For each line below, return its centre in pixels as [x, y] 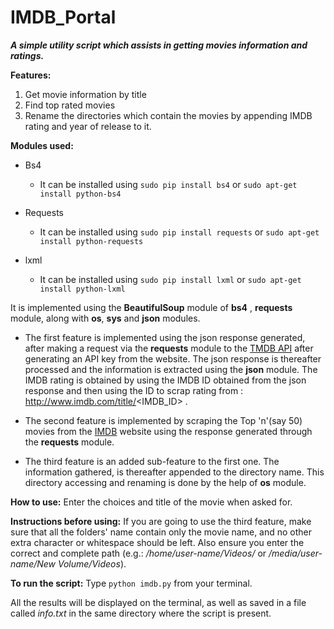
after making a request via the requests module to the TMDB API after [169, 348]
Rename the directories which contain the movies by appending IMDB [168, 115]
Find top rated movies [70, 105]
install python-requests [91, 241]
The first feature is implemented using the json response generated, [165, 337]
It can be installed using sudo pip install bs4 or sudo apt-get [168, 184]
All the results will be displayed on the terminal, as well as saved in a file [158, 602]
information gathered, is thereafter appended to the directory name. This [174, 472]
